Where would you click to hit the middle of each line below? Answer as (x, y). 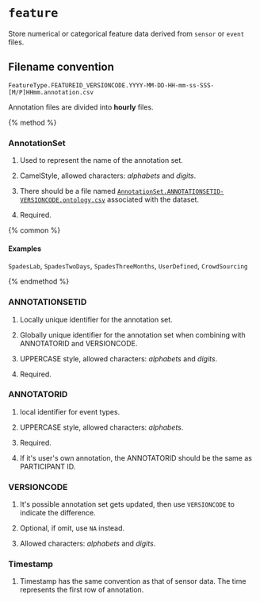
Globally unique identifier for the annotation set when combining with (132, 334)
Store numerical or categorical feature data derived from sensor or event (126, 33)
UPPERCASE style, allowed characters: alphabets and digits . (119, 358)
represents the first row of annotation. (82, 590)
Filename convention (61, 67)
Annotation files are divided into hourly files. (81, 107)
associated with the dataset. (153, 199)
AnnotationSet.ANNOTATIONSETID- (171, 192)
